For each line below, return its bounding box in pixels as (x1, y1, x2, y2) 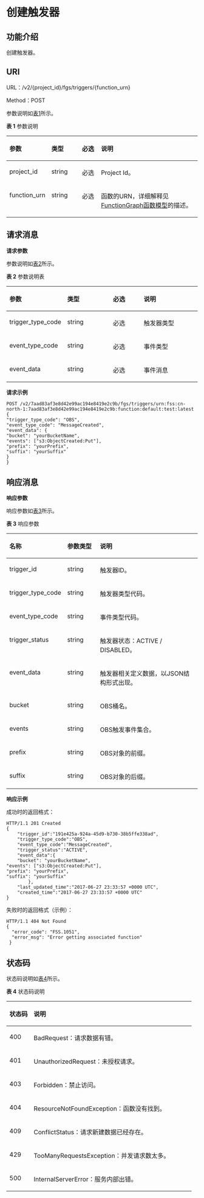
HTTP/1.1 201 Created (6, 821, 61, 827)
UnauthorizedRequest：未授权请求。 (33, 1058, 138, 1066)
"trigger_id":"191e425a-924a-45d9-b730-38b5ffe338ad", (17, 831, 159, 837)
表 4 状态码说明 (6, 988, 45, 995)
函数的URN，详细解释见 (101, 192, 169, 200)
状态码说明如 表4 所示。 (6, 975, 64, 982)
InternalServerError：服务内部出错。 (33, 1175, 138, 1183)
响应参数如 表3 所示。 (6, 507, 58, 515)
